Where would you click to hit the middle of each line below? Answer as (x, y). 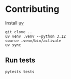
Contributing (32, 9)
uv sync (13, 45)
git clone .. (19, 32)
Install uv (14, 23)
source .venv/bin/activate (33, 41)
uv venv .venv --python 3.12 (35, 36)
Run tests (20, 60)
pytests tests (20, 72)
